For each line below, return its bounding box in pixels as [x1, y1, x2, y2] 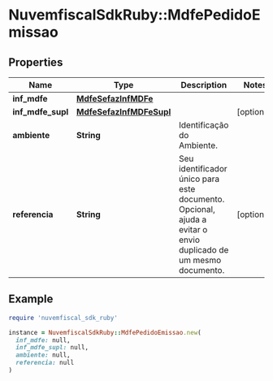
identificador [178, 163, 227, 174]
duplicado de [178, 245, 229, 255]
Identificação [178, 119, 229, 131]
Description [180, 80, 227, 90]
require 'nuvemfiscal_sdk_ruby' [8, 314, 118, 322]
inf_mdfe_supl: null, [15, 344, 89, 352]
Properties [8, 55, 63, 69]
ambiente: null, [15, 351, 71, 359]
